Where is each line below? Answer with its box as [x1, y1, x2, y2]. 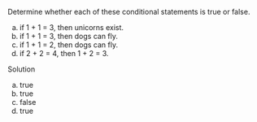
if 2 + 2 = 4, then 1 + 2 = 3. [19, 49, 109, 58]
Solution [7, 64, 36, 74]
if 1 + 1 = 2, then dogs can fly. [19, 40, 119, 50]
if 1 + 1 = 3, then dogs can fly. [19, 32, 119, 41]
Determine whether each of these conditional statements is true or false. [7, 7, 250, 16]
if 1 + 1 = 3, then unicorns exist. [19, 23, 124, 32]
